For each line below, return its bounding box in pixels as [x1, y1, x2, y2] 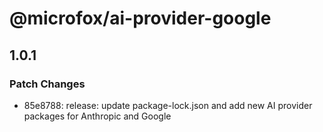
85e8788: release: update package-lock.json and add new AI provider [23, 99, 313, 111]
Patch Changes [9, 77, 86, 91]
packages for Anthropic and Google [23, 110, 172, 122]
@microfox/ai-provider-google [9, 7, 272, 30]
